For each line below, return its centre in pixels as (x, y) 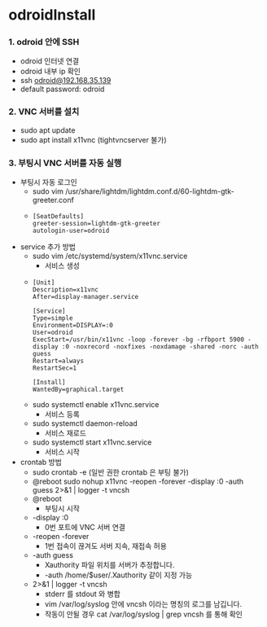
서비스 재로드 (66, 433)
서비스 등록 (62, 414)
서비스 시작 (62, 452)
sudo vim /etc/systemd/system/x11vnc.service (110, 256)
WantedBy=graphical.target (78, 390)
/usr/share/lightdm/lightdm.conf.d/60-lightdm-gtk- (149, 191)
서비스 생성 (62, 265)
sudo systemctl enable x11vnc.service (96, 405)
